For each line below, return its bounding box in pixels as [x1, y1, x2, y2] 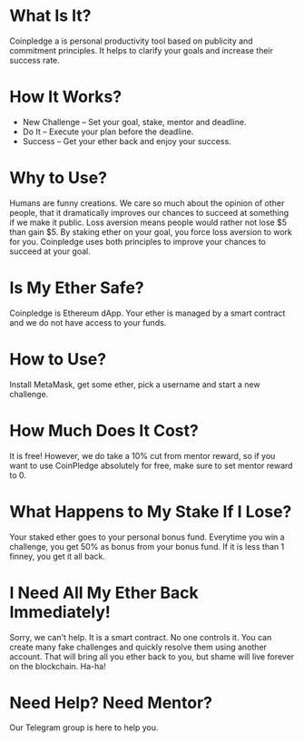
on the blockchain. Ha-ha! [9, 660, 106, 671]
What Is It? [9, 5, 92, 26]
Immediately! [9, 601, 111, 622]
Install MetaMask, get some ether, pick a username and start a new [9, 378, 260, 390]
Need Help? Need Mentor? [9, 692, 213, 713]
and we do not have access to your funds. [9, 317, 167, 327]
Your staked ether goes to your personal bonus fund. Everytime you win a [9, 532, 285, 542]
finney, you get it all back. [9, 551, 106, 561]
